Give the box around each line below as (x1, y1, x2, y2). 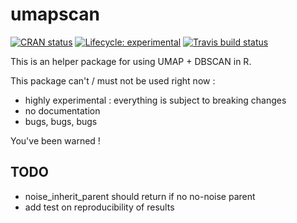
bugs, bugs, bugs (24, 115, 98, 127)
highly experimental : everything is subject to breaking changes (24, 94, 287, 106)
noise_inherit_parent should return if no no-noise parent (24, 190, 256, 202)
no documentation (24, 104, 101, 117)
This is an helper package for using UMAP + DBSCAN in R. (10, 55, 252, 67)
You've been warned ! (10, 134, 101, 147)
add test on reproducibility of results (24, 201, 175, 213)
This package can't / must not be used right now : (10, 74, 216, 87)
